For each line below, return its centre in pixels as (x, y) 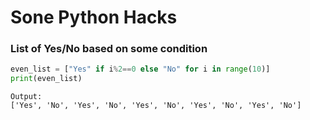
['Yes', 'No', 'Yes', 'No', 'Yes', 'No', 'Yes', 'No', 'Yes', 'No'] (156, 106)
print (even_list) (46, 79)
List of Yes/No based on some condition (109, 49)
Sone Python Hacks (94, 17)
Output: (26, 97)
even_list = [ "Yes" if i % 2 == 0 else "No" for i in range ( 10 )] (140, 69)
